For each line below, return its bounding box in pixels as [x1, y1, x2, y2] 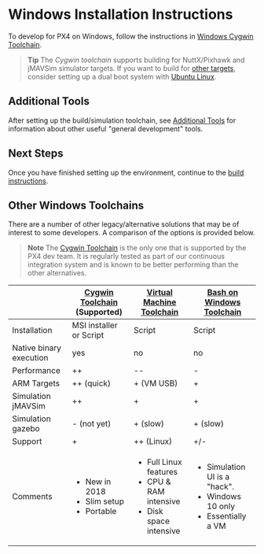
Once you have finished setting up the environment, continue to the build [8, 168, 244, 177]
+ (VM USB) [133, 378, 178, 389]
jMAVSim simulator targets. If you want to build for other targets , [27, 63, 236, 72]
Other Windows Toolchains [8, 198, 144, 212]
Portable [85, 506, 117, 517]
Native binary [12, 342, 61, 353]
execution [12, 353, 49, 364]
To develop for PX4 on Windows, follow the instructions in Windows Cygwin [8, 31, 254, 41]
